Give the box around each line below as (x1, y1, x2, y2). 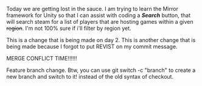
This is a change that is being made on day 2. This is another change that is (6, 37, 196, 43)
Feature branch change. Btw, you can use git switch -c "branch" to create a (6, 66, 196, 74)
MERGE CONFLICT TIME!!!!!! (6, 55, 77, 62)
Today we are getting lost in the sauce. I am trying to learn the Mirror (6, 5, 178, 12)
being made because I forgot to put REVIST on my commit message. (6, 43, 178, 50)
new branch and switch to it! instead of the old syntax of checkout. (6, 73, 174, 80)
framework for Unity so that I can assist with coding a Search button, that (6, 12, 191, 19)
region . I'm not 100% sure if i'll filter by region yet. (6, 24, 132, 32)
